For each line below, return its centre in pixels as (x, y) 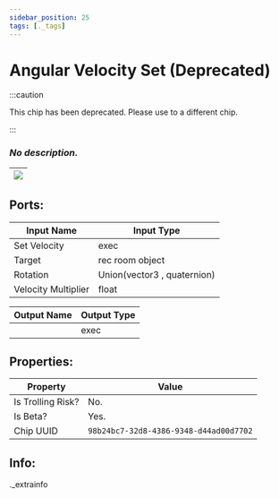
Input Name (52, 230)
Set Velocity (39, 245)
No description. (44, 153)
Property (46, 387)
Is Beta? (30, 416)
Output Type (108, 314)
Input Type (156, 230)
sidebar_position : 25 (50, 17)
